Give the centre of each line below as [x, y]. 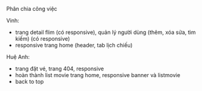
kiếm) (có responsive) [42, 39]
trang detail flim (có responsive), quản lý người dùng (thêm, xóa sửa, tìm [105, 32]
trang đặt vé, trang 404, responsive [60, 69]
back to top [30, 82]
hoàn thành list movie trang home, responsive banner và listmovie [98, 75]
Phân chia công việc [32, 9]
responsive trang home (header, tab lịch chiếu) [74, 45]
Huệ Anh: [18, 57]
